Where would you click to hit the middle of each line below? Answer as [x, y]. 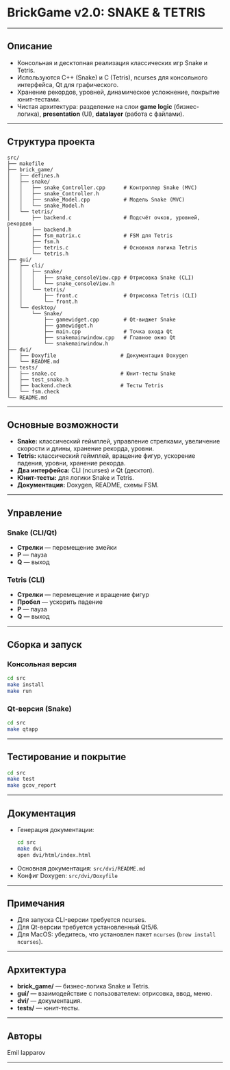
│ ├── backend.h [39, 230]
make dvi [29, 849]
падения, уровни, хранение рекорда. [71, 463]
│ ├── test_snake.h [38, 379]
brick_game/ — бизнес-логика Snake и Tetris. [84, 986]
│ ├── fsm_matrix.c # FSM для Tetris [90, 235]
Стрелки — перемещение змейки [67, 548]
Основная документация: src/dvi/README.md [81, 868]
